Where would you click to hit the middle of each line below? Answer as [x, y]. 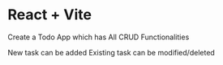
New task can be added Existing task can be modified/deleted [111, 52]
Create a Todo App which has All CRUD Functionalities [99, 37]
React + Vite [50, 15]
